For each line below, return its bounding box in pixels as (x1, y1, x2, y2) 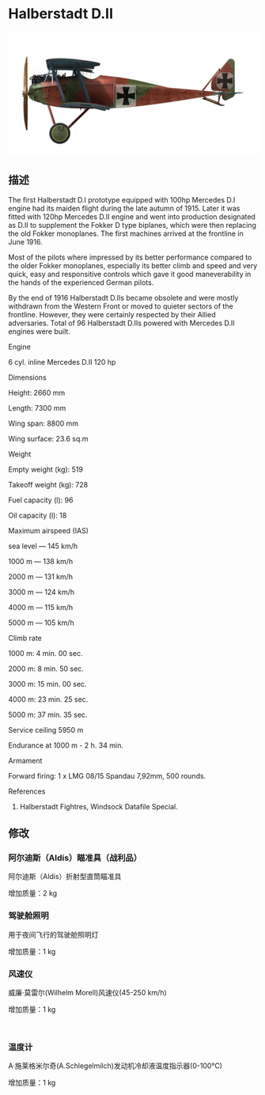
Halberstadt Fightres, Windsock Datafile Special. (19, 801, 178, 811)
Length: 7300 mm (8, 403, 66, 412)
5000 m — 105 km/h (8, 618, 74, 627)
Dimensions (8, 373, 47, 382)
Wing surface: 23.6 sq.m (8, 434, 89, 443)
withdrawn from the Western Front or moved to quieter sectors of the (8, 301, 233, 311)
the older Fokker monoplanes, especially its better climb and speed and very (8, 260, 258, 270)
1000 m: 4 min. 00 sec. (8, 648, 83, 657)
